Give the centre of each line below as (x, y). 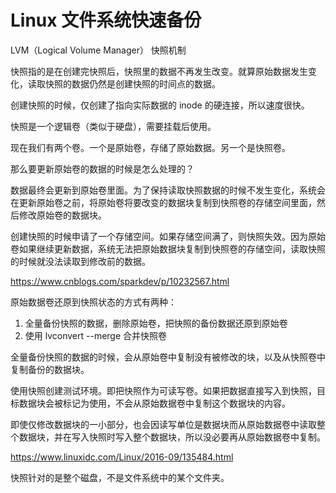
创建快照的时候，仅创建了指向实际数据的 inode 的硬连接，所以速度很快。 (160, 105)
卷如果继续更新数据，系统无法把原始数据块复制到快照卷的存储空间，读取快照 (168, 248)
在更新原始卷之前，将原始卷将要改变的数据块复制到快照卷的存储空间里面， (163, 202)
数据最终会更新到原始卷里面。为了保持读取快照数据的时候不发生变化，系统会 (168, 190)
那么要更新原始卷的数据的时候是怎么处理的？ (102, 168)
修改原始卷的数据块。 (62, 215)
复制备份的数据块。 (50, 369)
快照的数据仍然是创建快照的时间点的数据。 (132, 83)
